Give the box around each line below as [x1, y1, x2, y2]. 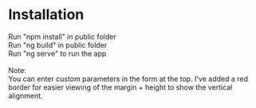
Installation [8, 6, 85, 24]
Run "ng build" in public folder [8, 40, 108, 49]
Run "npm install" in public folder [8, 32, 117, 41]
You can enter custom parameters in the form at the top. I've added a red [8, 74, 249, 83]
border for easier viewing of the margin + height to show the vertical [8, 82, 233, 92]
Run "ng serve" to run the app [8, 48, 107, 58]
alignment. [8, 91, 43, 100]
